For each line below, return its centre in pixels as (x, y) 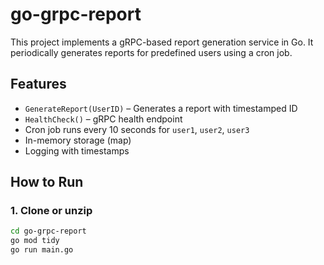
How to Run (47, 182)
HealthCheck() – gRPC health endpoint (103, 119)
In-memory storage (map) (78, 140)
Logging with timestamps (77, 150)
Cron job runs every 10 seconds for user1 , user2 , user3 (137, 129)
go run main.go (42, 250)
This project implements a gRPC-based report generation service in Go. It (162, 42)
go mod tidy (35, 241)
